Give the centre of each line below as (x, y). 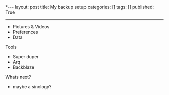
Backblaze (23, 67)
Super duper (25, 57)
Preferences (25, 32)
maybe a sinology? (32, 87)
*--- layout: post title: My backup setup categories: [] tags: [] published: (80, 7)
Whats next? (18, 77)
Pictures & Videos (31, 27)
